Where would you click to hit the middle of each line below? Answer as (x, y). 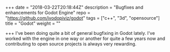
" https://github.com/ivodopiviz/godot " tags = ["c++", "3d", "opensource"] (83, 18)
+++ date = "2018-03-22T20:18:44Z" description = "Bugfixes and (74, 7)
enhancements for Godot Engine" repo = (48, 13)
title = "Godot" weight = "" (33, 23)
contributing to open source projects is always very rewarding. (71, 44)
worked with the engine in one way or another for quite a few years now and (85, 38)
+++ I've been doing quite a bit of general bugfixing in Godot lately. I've (80, 33)
